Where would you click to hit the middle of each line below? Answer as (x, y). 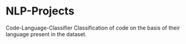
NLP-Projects (40, 11)
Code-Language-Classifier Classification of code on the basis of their (93, 28)
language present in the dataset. (46, 34)
